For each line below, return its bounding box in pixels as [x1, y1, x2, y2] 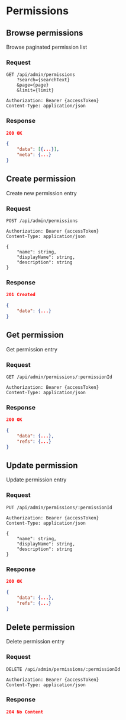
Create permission [6, 174, 76, 184]
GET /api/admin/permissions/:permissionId [6, 374, 112, 380]
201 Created [6, 292, 35, 298]
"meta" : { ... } [17, 152, 51, 158]
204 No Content [6, 709, 44, 715]
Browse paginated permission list [6, 43, 88, 50]
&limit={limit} [17, 87, 54, 93]
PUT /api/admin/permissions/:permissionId [6, 505, 112, 510]
